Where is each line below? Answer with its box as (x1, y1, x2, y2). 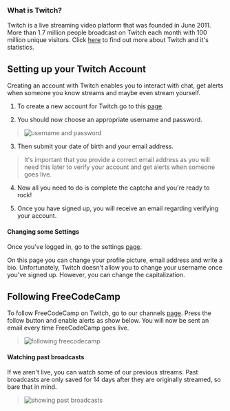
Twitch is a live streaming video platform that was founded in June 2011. (7, 21, 211, 30)
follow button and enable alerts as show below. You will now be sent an (7, 317, 209, 325)
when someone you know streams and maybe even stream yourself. (7, 89, 201, 97)
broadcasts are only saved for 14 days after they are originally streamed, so (7, 375, 222, 384)
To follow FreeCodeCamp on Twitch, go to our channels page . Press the (7, 309, 211, 317)
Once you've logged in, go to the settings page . (7, 243, 143, 251)
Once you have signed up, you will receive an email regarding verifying (17, 204, 219, 212)
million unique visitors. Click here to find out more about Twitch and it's (7, 36, 209, 44)
